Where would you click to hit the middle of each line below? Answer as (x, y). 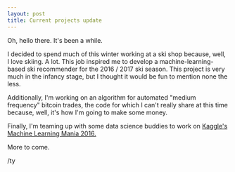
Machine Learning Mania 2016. (52, 133)
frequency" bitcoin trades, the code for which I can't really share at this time (118, 105)
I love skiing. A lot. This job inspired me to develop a (83, 61)
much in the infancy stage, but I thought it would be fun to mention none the (118, 76)
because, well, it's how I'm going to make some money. (87, 112)
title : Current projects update (55, 20)
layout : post (26, 14)
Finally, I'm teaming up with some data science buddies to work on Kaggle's (118, 126)
